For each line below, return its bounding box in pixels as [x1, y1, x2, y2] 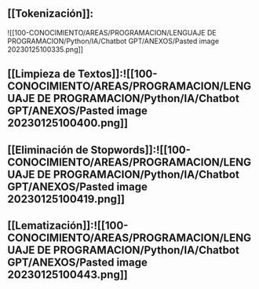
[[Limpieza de [7, 68, 76, 81]
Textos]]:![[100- [77, 68, 158, 81]
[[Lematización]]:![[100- [7, 218, 129, 232]
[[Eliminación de [7, 143, 89, 156]
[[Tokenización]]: [7, 7, 94, 20]
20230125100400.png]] [7, 116, 129, 130]
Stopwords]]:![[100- [90, 143, 192, 156]
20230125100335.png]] [7, 44, 84, 54]
